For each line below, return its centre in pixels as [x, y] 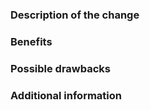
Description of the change [75, 15]
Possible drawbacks [61, 68]
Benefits [31, 41]
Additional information [66, 95]
